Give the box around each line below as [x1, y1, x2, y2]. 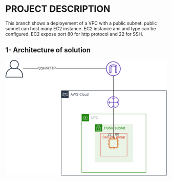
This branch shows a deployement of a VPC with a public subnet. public [5, 20, 157, 26]
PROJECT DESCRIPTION [5, 3, 111, 15]
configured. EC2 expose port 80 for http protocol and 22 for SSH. [5, 31, 143, 37]
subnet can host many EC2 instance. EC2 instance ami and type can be [5, 25, 156, 31]
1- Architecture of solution [5, 46, 91, 54]
